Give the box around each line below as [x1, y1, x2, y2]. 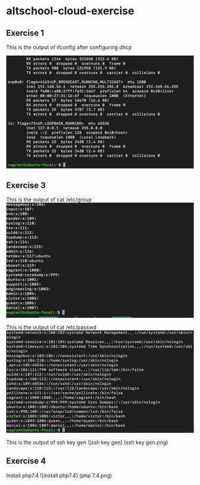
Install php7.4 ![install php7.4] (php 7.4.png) [6, 472, 112, 479]
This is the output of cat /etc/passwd [6, 324, 97, 331]
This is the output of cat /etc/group [6, 196, 92, 203]
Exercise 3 [6, 180, 46, 190]
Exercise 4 [6, 456, 46, 466]
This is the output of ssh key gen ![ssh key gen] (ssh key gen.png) [6, 439, 168, 446]
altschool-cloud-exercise [6, 4, 135, 18]
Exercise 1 [6, 28, 45, 38]
